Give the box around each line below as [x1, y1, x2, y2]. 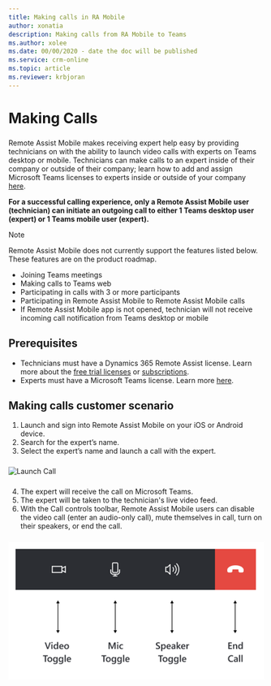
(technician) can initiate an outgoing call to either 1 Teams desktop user [8, 205, 254, 215]
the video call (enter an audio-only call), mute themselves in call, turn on [19, 512, 262, 523]
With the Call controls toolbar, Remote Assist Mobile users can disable [19, 504, 255, 514]
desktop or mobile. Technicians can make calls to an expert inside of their [8, 155, 256, 165]
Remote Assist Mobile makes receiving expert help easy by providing [8, 138, 239, 148]
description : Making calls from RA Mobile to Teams [8, 30, 187, 38]
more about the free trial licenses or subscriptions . [19, 366, 190, 377]
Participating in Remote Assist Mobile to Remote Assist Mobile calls [19, 296, 246, 305]
